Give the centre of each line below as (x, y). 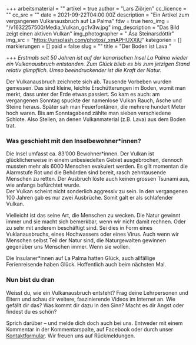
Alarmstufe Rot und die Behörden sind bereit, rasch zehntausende (86, 172)
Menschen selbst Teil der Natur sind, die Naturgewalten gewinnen (86, 240)
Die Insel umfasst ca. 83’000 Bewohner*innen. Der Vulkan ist (80, 154)
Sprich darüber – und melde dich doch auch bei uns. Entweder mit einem (94, 323)
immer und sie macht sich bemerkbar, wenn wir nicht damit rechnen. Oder (96, 222)
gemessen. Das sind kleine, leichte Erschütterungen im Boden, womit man (96, 88)
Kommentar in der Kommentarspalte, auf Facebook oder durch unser (90, 329)
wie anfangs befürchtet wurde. (44, 185)
